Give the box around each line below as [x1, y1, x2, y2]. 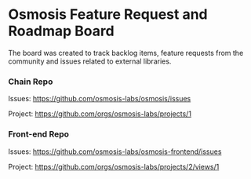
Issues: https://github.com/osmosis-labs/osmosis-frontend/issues [8, 147, 222, 156]
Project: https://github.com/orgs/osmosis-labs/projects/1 [8, 109, 192, 119]
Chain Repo [8, 76, 53, 87]
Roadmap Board [8, 22, 115, 40]
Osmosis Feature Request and [8, 5, 208, 24]
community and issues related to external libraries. [8, 57, 172, 66]
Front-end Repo [8, 129, 69, 140]
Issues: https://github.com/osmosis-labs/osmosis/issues [8, 94, 191, 104]
